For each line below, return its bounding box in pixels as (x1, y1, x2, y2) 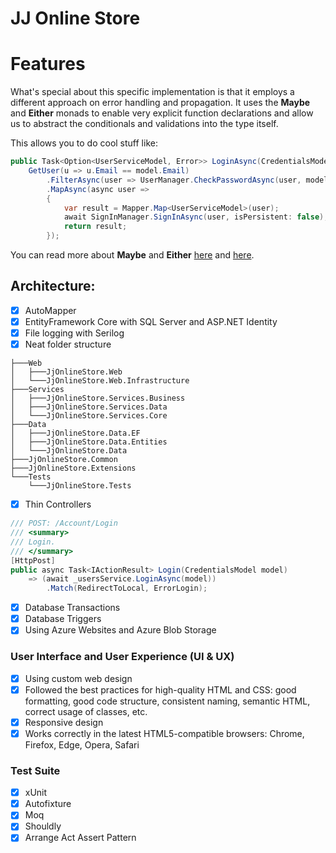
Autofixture (24, 798, 72, 810)
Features (10, 53, 86, 76)
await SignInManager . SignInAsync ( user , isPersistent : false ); (63, 212, 329, 222)
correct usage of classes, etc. (24, 705, 148, 717)
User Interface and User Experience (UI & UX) (10, 650, 235, 664)
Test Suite (10, 763, 61, 777)
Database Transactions (24, 602, 121, 614)
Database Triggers (24, 613, 102, 625)
